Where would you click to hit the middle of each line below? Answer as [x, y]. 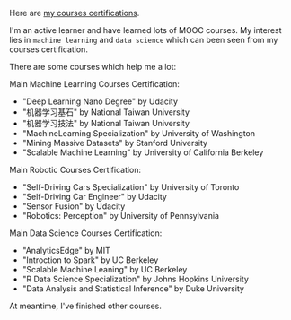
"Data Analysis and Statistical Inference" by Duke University [133, 289]
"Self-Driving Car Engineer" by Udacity [95, 197]
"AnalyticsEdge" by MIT [66, 251]
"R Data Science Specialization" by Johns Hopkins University [136, 279]
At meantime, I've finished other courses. [85, 306]
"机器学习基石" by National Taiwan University [106, 112]
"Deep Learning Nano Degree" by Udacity [100, 101]
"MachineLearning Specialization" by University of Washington [139, 133]
